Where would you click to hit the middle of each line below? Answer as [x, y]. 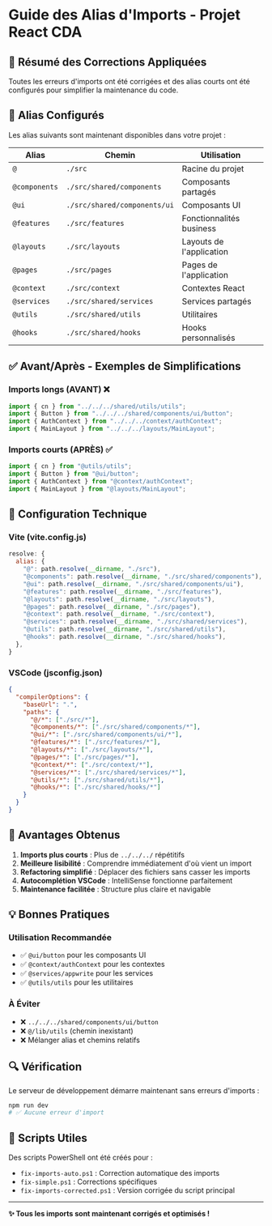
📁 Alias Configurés [57, 115]
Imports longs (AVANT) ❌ [59, 390]
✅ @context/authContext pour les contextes [92, 964]
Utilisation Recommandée [60, 938]
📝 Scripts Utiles [48, 1138]
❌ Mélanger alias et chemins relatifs [80, 1040]
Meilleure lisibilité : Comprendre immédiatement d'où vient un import [136, 863]
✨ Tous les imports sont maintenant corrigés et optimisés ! [109, 1214]
